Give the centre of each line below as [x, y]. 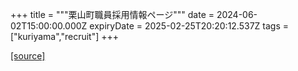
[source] [28, 56]
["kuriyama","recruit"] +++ [65, 36]
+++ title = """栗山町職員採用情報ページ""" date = [112, 14]
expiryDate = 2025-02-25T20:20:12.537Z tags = [189, 26]
